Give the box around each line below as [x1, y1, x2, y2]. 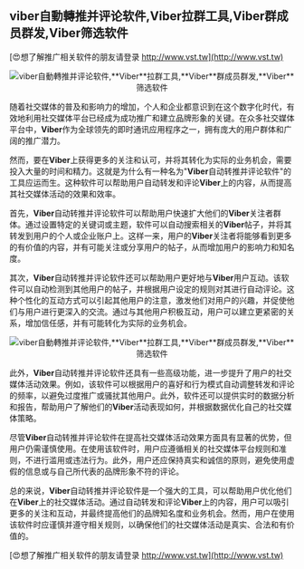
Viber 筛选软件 [49, 25, 128, 41]
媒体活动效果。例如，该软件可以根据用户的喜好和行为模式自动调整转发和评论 [9, 379, 295, 390]
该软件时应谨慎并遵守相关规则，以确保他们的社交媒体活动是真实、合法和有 [9, 519, 287, 530]
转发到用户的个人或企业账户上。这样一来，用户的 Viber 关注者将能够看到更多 [9, 230, 292, 241]
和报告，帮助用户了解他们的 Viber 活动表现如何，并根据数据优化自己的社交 [9, 401, 285, 412]
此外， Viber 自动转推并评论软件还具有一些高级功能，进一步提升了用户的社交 [9, 367, 292, 378]
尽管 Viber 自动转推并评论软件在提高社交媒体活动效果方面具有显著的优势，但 [9, 431, 292, 442]
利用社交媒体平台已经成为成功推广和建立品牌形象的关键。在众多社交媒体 [24, 112, 295, 123]
